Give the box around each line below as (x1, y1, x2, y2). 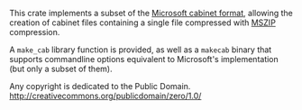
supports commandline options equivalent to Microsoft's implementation (9, 54, 279, 64)
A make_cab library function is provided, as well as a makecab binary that (9, 44, 272, 55)
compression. (9, 27, 60, 37)
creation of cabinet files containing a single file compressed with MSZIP (9, 17, 277, 28)
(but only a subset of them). (9, 63, 113, 74)
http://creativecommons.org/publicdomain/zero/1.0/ (9, 90, 202, 101)
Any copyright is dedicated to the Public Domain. (9, 81, 191, 91)
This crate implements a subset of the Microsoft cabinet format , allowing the (9, 8, 293, 18)
